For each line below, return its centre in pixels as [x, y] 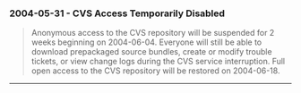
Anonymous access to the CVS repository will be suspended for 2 [153, 33]
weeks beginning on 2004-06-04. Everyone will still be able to [146, 42]
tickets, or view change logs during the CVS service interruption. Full [158, 62]
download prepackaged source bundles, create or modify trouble [151, 52]
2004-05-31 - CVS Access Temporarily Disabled [117, 13]
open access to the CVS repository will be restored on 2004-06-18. [155, 71]
